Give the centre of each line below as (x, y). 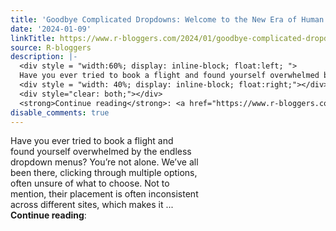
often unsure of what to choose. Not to (90, 183)
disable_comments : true (60, 112)
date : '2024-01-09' (51, 29)
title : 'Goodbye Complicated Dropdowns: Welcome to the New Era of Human (167, 19)
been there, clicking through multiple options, (104, 173)
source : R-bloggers (51, 47)
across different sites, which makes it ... (92, 205)
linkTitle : (33, 38)
